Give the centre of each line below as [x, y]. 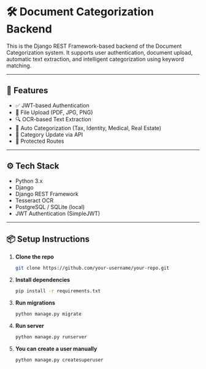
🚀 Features [27, 90]
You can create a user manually [56, 348]
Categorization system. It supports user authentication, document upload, [100, 52]
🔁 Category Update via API [49, 134]
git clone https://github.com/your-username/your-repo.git [92, 268]
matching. [19, 66]
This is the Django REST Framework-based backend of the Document [94, 46]
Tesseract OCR [34, 200]
